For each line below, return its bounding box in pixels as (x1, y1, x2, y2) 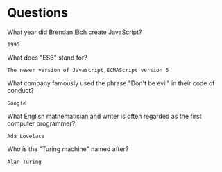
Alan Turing (7, 158, 42, 165)
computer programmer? (7, 119, 76, 128)
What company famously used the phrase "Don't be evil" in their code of (7, 78, 215, 87)
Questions (7, 5, 68, 21)
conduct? (7, 86, 35, 94)
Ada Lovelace (7, 132, 45, 139)
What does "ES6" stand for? (7, 53, 88, 62)
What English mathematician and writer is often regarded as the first (7, 112, 203, 120)
